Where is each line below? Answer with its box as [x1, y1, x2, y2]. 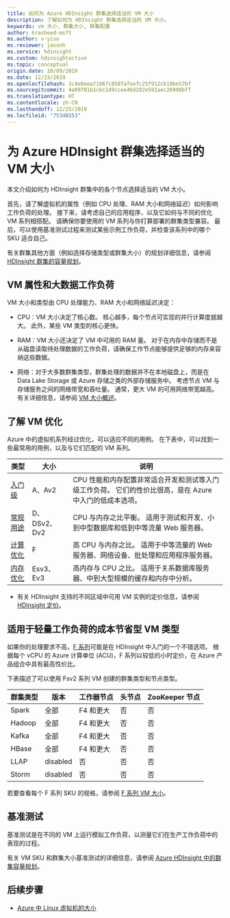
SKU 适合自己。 [7, 234, 51, 242]
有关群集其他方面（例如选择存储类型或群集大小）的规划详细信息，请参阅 [7, 248, 211, 257]
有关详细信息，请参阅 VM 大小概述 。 [16, 394, 120, 402]
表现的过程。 [7, 838, 43, 847]
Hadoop [10, 718, 36, 727]
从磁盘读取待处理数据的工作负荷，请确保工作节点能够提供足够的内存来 [16, 344, 216, 353]
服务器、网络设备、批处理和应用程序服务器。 [73, 550, 217, 560]
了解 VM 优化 [7, 416, 63, 427]
